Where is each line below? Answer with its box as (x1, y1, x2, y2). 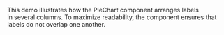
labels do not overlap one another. (7, 21, 106, 28)
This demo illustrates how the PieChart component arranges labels (7, 6, 199, 14)
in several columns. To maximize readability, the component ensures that (7, 13, 217, 21)
